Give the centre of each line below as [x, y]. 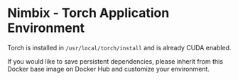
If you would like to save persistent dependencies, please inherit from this [115, 61]
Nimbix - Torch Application [88, 13]
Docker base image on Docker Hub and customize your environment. [108, 69]
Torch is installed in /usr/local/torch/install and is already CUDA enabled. [119, 47]
